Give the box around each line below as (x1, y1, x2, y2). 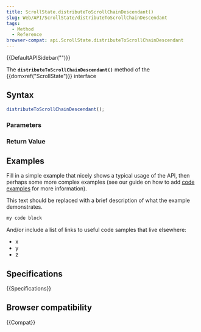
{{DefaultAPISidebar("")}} (6, 54, 71, 61)
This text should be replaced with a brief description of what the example (6, 197, 190, 204)
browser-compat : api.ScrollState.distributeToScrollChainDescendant (6, 37, 184, 43)
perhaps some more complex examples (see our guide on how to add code (6, 178, 195, 186)
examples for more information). (6, 185, 87, 192)
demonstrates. (6, 203, 43, 211)
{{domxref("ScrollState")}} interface (6, 73, 96, 79)
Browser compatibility (6, 303, 93, 313)
